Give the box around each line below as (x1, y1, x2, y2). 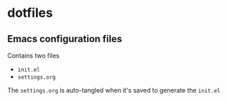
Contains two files (7, 51, 60, 60)
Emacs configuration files (7, 33, 123, 45)
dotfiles (7, 5, 53, 21)
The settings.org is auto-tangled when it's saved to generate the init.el (7, 86, 221, 94)
